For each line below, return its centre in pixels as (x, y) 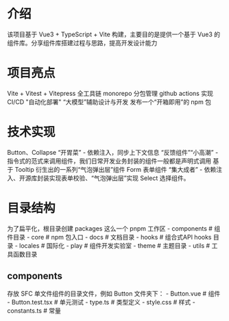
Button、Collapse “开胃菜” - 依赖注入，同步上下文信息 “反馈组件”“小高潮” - (113, 152)
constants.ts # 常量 (34, 310)
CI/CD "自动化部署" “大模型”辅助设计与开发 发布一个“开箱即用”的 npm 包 (109, 102)
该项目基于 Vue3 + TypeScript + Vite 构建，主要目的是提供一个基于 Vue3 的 (114, 34)
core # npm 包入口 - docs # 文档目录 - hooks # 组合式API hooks (121, 237)
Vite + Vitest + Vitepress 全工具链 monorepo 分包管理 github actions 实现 (110, 93)
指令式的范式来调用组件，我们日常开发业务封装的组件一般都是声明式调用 (109, 161)
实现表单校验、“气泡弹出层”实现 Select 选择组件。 (119, 178)
